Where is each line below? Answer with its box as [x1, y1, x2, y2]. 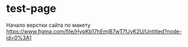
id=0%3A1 [6, 34, 32, 41]
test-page [6, 2, 57, 15]
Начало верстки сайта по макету [6, 21, 91, 29]
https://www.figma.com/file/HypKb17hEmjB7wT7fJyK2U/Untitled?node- [6, 27, 182, 35]
